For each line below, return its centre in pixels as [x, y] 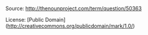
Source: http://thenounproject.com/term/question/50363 [74, 8]
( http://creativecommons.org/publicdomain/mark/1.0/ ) [70, 26]
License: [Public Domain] [36, 20]
